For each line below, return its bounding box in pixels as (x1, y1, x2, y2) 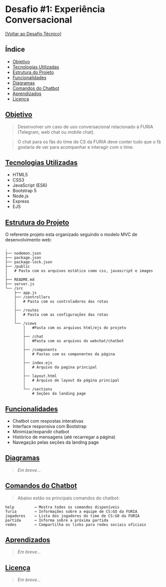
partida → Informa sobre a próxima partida (5, 517, 108, 523)
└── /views (14, 321, 37, 326)
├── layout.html (23, 374, 57, 379)
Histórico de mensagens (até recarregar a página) (12, 434, 116, 440)
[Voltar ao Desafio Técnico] (5, 31, 61, 37)
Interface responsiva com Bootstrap (12, 423, 86, 429)
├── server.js (5, 281, 35, 286)
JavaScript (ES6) (12, 182, 47, 188)
